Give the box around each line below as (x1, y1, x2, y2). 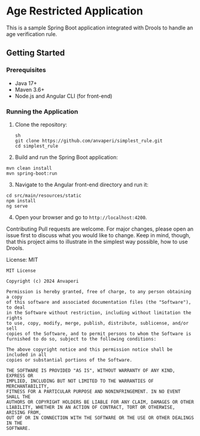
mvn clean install (6, 165, 52, 171)
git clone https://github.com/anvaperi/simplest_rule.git (14, 138, 163, 144)
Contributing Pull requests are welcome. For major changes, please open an (6, 225, 193, 232)
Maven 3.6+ (14, 86, 45, 93)
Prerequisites (6, 66, 46, 74)
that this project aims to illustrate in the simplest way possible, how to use (6, 238, 188, 245)
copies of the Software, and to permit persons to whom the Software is (6, 330, 192, 337)
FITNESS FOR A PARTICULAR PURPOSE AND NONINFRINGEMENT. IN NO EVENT (6, 389, 181, 395)
